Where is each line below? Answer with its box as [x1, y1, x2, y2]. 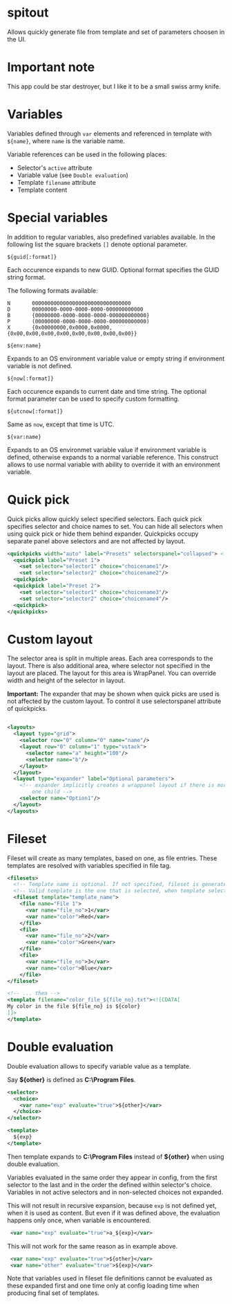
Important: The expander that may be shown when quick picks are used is [7, 690, 220, 698]
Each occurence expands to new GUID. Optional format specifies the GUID [7, 265, 220, 274]
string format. [7, 273, 46, 281]
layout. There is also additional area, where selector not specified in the [7, 662, 211, 670]
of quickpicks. [7, 705, 48, 713]
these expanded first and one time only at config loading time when [7, 1282, 200, 1290]
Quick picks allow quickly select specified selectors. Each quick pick [7, 514, 202, 523]
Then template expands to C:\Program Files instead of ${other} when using [7, 1152, 224, 1161]
